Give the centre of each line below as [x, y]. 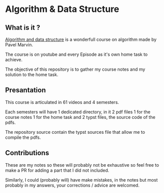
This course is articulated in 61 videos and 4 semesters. [62, 102]
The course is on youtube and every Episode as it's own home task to [77, 54]
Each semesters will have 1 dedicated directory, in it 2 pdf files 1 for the [78, 112]
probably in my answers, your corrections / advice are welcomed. [72, 185]
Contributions [27, 153]
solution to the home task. [32, 75]
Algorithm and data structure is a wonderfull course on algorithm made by [81, 39]
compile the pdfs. [23, 137]
